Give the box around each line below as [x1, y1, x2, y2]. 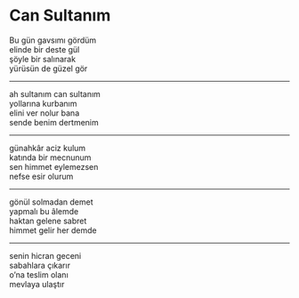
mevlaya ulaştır [9, 278, 65, 289]
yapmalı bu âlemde [9, 205, 79, 216]
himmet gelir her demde [9, 224, 97, 236]
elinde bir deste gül [9, 44, 80, 54]
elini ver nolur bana [9, 108, 80, 118]
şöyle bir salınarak [9, 53, 77, 64]
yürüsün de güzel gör [9, 63, 88, 74]
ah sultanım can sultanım [9, 88, 101, 99]
